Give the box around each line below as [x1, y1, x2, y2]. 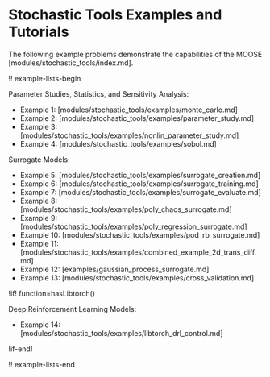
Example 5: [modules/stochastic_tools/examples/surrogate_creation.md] [19, 170, 261, 180]
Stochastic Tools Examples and [8, 6, 222, 24]
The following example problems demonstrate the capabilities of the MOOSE [8, 49, 263, 59]
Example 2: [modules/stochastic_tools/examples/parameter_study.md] [19, 113, 254, 122]
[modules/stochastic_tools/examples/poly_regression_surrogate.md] [19, 222, 247, 231]
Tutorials [8, 23, 69, 41]
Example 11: [19, 238, 59, 248]
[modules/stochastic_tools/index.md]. [8, 58, 134, 68]
